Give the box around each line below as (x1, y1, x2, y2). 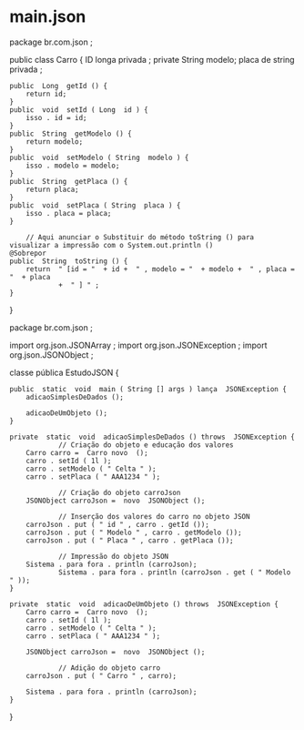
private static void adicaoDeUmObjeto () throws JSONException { (9, 599, 279, 609)
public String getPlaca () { (9, 177, 128, 186)
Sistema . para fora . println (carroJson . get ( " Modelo (57, 567, 291, 577)
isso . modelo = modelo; (25, 161, 120, 170)
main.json (9, 6, 86, 27)
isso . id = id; (25, 113, 88, 122)
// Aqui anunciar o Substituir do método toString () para (25, 232, 255, 242)
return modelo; (25, 137, 84, 147)
